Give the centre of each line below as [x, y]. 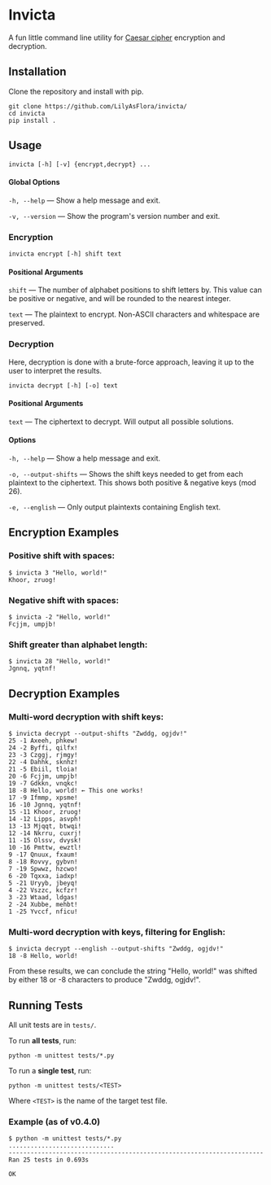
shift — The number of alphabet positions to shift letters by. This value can [135, 290]
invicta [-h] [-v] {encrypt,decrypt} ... [80, 164]
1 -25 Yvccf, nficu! [44, 912]
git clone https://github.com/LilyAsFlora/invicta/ [98, 106]
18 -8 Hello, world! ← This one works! [76, 790]
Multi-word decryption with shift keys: [86, 716]
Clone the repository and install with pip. [76, 91]
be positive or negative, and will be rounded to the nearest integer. [120, 299]
